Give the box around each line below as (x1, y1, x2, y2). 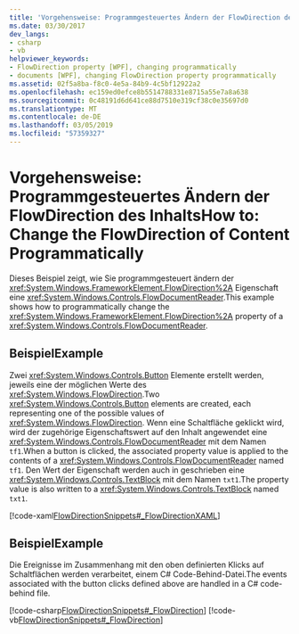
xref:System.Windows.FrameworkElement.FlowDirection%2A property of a (9, 310, 284, 321)
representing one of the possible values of (9, 408, 165, 418)
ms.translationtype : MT (9, 104, 98, 113)
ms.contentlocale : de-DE (9, 112, 101, 121)
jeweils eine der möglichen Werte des (9, 379, 147, 390)
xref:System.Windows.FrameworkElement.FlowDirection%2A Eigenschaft (9, 282, 279, 292)
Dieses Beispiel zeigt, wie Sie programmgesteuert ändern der (9, 273, 234, 284)
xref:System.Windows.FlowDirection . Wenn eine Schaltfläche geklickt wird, (9, 416, 285, 428)
